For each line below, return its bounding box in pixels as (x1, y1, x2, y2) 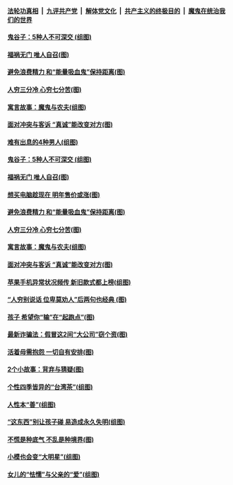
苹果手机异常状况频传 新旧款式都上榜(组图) (7, 278, 131, 286)
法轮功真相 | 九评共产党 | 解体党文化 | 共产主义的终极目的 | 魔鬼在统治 (7, 6, 220, 15)
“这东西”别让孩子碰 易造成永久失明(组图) (7, 418, 126, 426)
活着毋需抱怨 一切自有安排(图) (7, 347, 94, 356)
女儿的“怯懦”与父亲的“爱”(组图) (7, 470, 100, 479)
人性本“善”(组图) (7, 400, 56, 409)
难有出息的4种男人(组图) (7, 138, 79, 146)
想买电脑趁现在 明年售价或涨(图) (7, 190, 100, 199)
